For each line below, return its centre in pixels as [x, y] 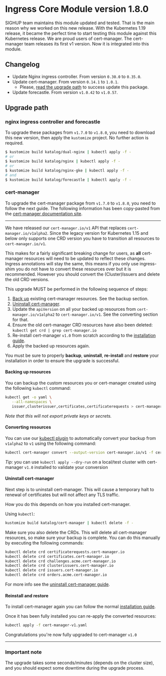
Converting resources [28, 427]
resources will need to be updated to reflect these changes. [85, 258]
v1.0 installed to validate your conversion [66, 467]
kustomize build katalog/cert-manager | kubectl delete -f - [69, 523]
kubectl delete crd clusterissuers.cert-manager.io [59, 566]
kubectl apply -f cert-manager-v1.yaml [46, 625]
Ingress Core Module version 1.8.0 [77, 9]
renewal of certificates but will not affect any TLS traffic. [62, 495]
